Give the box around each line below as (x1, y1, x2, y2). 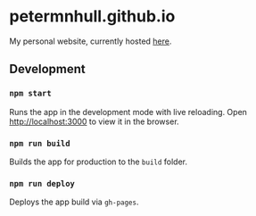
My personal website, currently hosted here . (9, 36, 172, 46)
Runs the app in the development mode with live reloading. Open (9, 106, 248, 117)
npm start (9, 88, 52, 99)
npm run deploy (9, 179, 76, 188)
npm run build (9, 138, 70, 148)
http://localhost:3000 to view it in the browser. (9, 116, 180, 127)
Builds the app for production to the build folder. (9, 156, 188, 167)
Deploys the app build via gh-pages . (9, 196, 139, 207)
